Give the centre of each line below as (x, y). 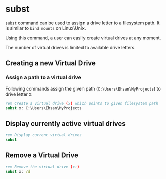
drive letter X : (19, 94)
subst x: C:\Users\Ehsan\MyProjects (44, 108)
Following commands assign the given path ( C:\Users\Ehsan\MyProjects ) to (83, 88)
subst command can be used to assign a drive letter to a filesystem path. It (82, 23)
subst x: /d (18, 171)
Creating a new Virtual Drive (50, 63)
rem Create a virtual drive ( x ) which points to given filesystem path (82, 103)
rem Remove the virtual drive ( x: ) (43, 167)
